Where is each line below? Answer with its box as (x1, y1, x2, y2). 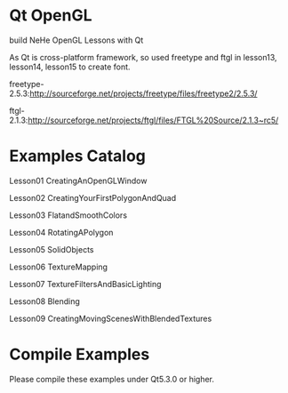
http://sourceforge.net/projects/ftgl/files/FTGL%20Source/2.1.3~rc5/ (28, 115, 279, 125)
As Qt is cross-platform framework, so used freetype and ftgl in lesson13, (9, 52, 277, 62)
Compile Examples (9, 344, 150, 365)
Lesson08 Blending (9, 295, 80, 307)
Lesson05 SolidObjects (9, 244, 94, 254)
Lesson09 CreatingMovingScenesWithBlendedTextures (9, 313, 212, 324)
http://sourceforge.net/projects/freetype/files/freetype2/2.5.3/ (29, 88, 258, 99)
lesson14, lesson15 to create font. (9, 61, 131, 72)
